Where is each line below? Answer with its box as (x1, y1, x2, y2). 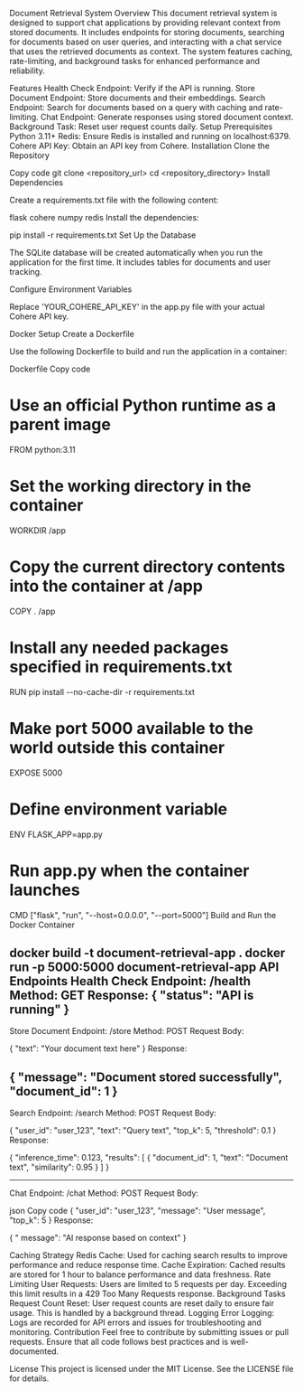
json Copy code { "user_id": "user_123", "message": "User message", (9, 1206, 266, 1217)
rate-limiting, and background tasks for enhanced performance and (9, 56, 260, 66)
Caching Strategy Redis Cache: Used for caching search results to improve (9, 1250, 289, 1261)
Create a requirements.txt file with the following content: (9, 194, 219, 205)
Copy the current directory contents (9, 557, 286, 578)
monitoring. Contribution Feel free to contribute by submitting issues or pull (9, 1327, 289, 1338)
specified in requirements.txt (9, 657, 233, 677)
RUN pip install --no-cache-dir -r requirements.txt (9, 686, 196, 697)
